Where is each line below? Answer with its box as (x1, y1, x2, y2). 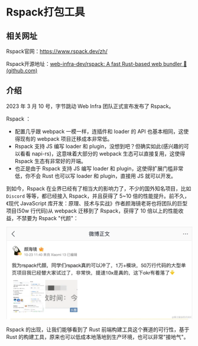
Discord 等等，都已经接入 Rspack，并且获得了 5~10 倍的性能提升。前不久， (6, 192, 190, 199)
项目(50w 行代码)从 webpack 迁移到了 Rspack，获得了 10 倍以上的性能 (6, 207, 178, 214)
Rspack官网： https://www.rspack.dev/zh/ (6, 48, 108, 55)
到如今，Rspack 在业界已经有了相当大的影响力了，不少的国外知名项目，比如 (6, 185, 191, 192)
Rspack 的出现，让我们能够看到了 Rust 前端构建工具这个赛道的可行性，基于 (6, 326, 190, 333)
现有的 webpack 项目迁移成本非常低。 (20, 135, 113, 142)
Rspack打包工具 (6, 5, 85, 19)
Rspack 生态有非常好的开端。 (14, 157, 87, 164)
